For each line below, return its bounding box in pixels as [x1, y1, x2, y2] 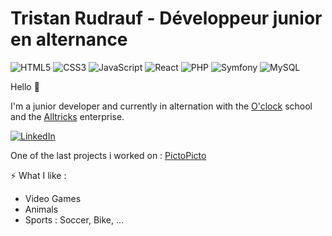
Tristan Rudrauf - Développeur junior [10, 7, 323, 30]
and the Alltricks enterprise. [10, 110, 125, 122]
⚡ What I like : [10, 169, 67, 181]
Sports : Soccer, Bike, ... [24, 213, 125, 226]
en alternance [10, 28, 128, 51]
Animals [24, 203, 59, 215]
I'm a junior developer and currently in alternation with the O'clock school [10, 100, 313, 112]
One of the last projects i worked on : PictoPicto [10, 149, 207, 161]
